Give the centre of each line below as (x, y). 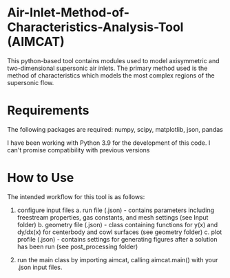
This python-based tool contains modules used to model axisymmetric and (113, 60)
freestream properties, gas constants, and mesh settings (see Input (113, 217)
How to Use (41, 178)
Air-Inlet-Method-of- (68, 13)
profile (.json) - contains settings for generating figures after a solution (117, 239)
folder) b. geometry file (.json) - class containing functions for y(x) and (117, 224)
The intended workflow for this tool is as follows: (76, 196)
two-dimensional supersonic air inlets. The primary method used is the (107, 68)
